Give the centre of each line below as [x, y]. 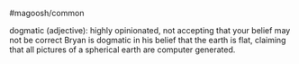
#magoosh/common [47, 13]
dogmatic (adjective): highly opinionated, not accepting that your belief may [150, 30]
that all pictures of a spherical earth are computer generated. [122, 50]
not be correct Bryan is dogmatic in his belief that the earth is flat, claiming [148, 40]
